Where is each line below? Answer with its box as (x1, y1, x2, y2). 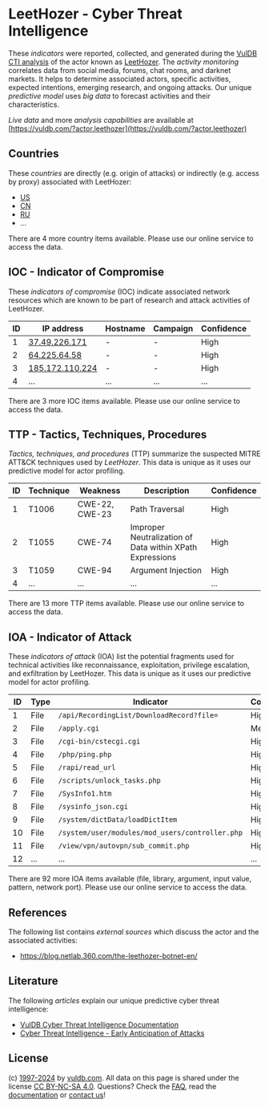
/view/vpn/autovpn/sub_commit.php (58, 841, 190, 851)
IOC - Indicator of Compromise (8, 266, 164, 279)
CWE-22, (77, 499, 114, 510)
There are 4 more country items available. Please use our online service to (8, 234, 254, 243)
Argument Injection (130, 565, 203, 576)
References (8, 906, 67, 919)
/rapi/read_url (58, 763, 116, 772)
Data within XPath (130, 542, 198, 553)
